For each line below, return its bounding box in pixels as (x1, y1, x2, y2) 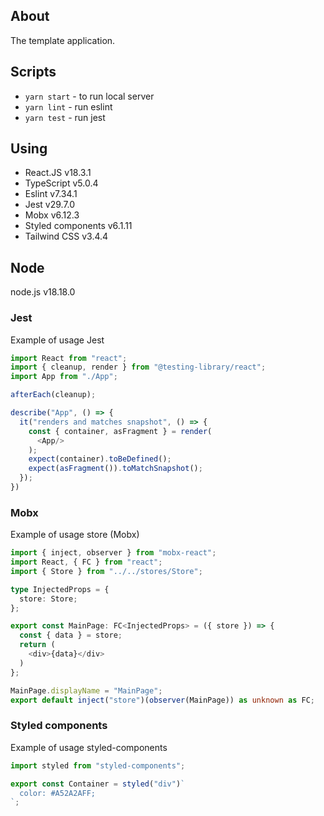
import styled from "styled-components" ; (10, 760, 186, 771)
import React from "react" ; (10, 353, 128, 363)
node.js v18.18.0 (10, 286, 76, 298)
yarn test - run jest (24, 111, 106, 123)
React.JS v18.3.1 (24, 167, 92, 179)
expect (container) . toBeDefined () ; (28, 454, 172, 464)
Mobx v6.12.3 (24, 209, 80, 221)
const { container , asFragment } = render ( (28, 426, 213, 436)
